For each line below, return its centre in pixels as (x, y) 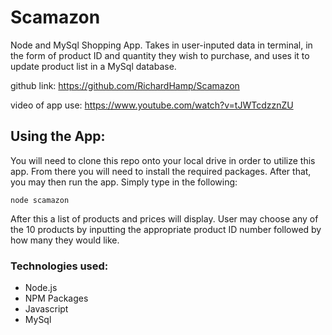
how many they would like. (65, 240)
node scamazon (40, 200)
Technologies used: (59, 266)
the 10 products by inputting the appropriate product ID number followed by (166, 229)
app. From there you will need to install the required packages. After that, (161, 171)
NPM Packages (56, 298)
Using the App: (58, 136)
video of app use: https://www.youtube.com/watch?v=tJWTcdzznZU (152, 105)
